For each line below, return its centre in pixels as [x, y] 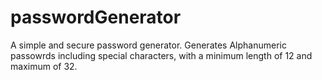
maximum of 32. [44, 66]
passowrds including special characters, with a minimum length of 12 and [161, 55]
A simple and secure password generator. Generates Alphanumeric [148, 45]
